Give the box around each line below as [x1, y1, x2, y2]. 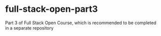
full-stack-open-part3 [5, 3, 98, 15]
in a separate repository [5, 25, 54, 31]
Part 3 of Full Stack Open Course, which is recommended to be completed [5, 20, 157, 26]
